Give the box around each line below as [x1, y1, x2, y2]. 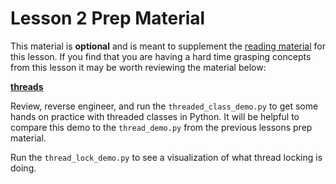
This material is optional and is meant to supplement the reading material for [10, 40, 326, 52]
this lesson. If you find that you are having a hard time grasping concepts [10, 50, 312, 62]
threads [10, 80, 44, 92]
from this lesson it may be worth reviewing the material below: [10, 61, 267, 73]
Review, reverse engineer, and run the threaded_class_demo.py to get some [10, 100, 319, 112]
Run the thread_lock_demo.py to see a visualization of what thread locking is [10, 151, 323, 163]
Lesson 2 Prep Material [10, 7, 206, 30]
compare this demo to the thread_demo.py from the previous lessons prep [10, 121, 313, 133]
